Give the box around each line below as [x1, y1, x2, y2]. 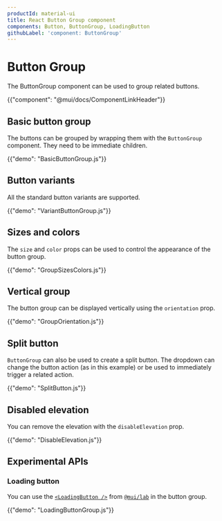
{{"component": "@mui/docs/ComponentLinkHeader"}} [7, 95, 166, 104]
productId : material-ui [7, 10, 76, 17]
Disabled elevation [7, 404, 89, 416]
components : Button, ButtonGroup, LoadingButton [7, 23, 150, 30]
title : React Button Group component [7, 17, 116, 24]
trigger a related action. [7, 371, 74, 379]
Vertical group [7, 286, 71, 298]
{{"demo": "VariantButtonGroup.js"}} [7, 206, 111, 214]
